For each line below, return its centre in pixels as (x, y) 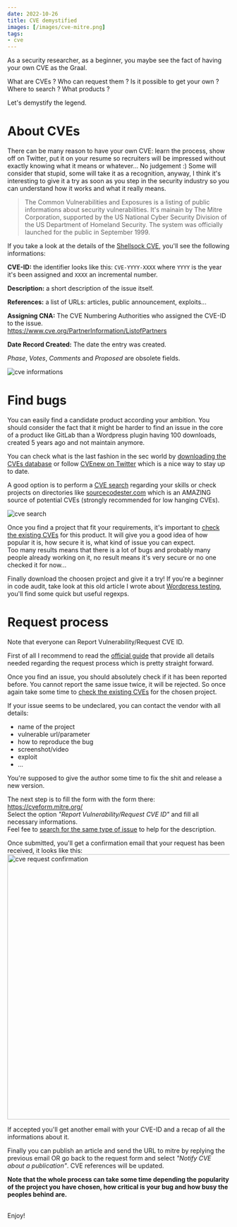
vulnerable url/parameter (54, 734)
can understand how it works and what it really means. (87, 189)
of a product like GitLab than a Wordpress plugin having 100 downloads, (112, 435)
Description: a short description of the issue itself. (80, 289)
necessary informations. (43, 822)
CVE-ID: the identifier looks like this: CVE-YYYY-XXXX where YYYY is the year (115, 267)
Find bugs (37, 401)
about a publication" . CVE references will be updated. (86, 1165)
